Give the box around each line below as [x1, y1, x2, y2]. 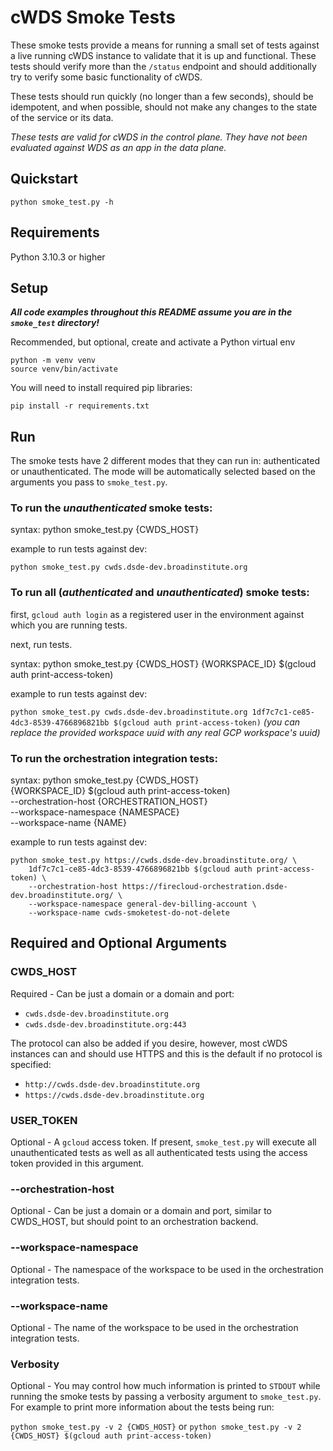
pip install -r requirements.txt [10, 401, 150, 411]
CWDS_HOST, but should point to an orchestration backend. [10, 1216, 259, 1228]
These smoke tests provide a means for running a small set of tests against [10, 39, 320, 51]
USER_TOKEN [10, 1113, 78, 1127]
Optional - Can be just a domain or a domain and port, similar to [10, 1205, 272, 1217]
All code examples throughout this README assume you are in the [10, 306, 293, 318]
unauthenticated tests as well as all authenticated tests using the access [10, 1147, 308, 1159]
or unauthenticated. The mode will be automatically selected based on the [10, 466, 316, 478]
